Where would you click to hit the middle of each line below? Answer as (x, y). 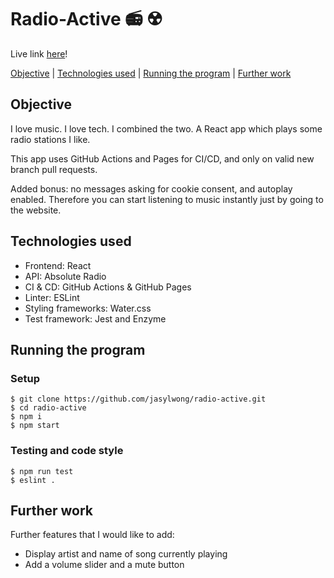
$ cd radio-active (48, 408)
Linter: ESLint (52, 297)
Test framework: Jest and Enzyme (95, 318)
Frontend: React (58, 265)
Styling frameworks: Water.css (88, 308)
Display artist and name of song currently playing (126, 554)
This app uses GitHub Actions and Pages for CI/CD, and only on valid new (162, 158)
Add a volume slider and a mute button (104, 565)
